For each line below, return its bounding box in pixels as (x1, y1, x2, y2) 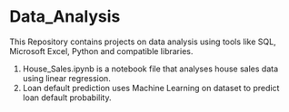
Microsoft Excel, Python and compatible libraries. (9, 45, 194, 56)
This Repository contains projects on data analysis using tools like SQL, (9, 36, 276, 47)
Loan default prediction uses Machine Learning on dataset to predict (22, 82, 280, 93)
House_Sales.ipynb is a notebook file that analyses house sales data (22, 63, 279, 74)
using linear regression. (22, 72, 111, 83)
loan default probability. (22, 92, 112, 103)
